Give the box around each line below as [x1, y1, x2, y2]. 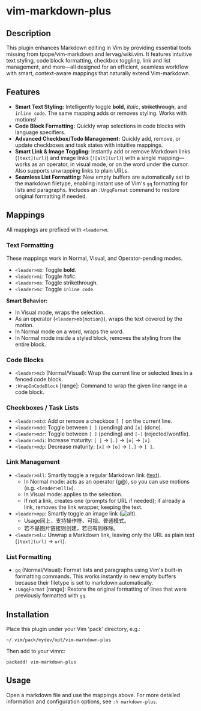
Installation [6, 609, 49, 620]
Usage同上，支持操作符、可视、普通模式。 [23, 517, 130, 524]
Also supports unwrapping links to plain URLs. [14, 167, 129, 174]
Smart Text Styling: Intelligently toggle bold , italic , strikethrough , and [14, 103, 187, 110]
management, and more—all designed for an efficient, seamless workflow [6, 63, 189, 70]
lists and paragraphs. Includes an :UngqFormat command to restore [14, 186, 180, 193]
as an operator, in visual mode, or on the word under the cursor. [31, 161, 190, 168]
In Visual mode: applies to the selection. [23, 490, 123, 497]
